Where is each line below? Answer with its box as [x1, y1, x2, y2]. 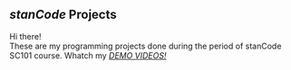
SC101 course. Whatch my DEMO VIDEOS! [9, 49, 167, 61]
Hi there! [9, 31, 42, 41]
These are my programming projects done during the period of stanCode [9, 40, 282, 51]
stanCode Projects [9, 7, 117, 22]
